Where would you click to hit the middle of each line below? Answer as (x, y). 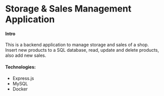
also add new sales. (26, 55)
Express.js (23, 78)
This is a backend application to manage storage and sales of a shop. (77, 45)
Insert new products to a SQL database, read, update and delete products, (82, 50)
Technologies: (21, 67)
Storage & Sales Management (68, 9)
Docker (20, 89)
